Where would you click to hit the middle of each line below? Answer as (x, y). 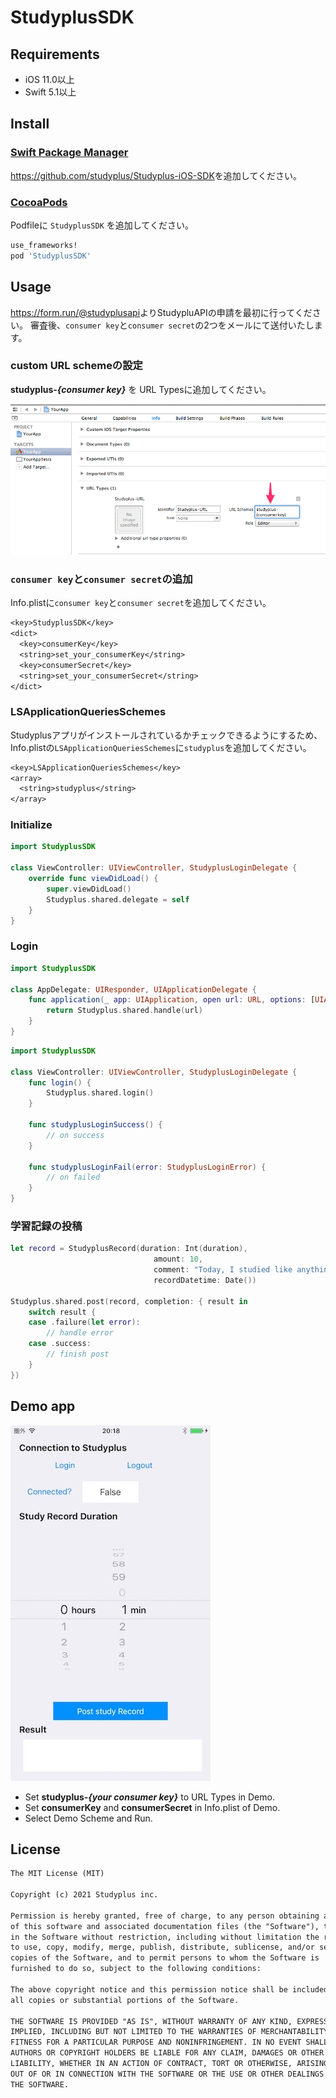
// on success (75, 1135)
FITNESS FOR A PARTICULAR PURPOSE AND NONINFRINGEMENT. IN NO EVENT (156, 2042)
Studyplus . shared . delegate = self (118, 899)
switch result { (62, 1312)
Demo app (43, 1406)
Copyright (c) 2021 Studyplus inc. (84, 1895)
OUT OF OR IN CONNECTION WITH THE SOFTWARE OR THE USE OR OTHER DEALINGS (167, 2074)
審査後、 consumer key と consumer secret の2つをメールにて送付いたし (172, 325)
